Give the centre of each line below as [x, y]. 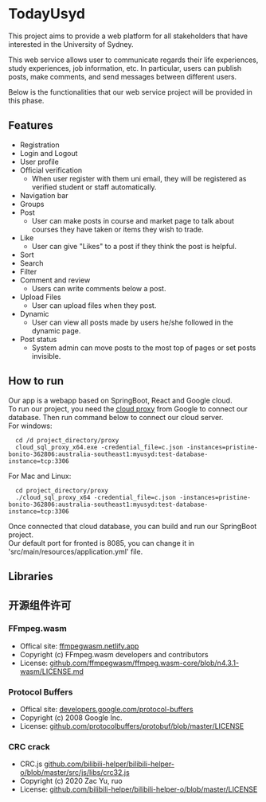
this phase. [26, 100]
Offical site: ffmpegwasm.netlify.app [79, 646]
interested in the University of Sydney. [71, 44]
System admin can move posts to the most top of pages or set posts [144, 348]
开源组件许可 [40, 605]
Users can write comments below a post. [99, 288]
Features [31, 125]
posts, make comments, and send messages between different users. [123, 76]
